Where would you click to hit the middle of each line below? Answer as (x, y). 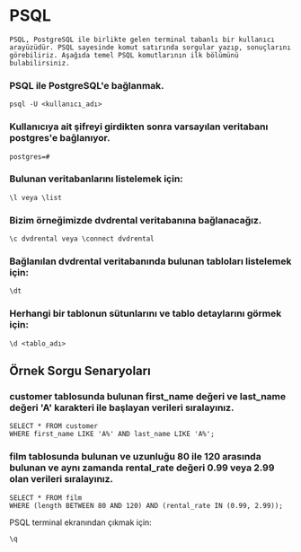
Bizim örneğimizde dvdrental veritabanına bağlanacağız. (136, 220)
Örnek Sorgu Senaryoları (80, 371)
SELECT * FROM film (46, 498)
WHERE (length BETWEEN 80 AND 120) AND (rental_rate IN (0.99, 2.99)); (146, 505)
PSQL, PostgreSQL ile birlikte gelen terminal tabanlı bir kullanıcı (142, 39)
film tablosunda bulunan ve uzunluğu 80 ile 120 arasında (136, 457)
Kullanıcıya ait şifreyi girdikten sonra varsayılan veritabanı (139, 127)
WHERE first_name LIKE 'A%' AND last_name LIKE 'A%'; (112, 434)
